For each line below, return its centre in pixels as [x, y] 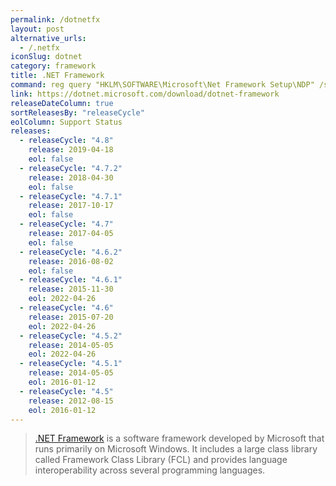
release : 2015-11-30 [71, 289]
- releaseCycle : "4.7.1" [71, 196]
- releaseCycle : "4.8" [66, 141]
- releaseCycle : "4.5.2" [71, 336]
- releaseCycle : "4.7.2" [71, 168]
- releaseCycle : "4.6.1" [71, 280]
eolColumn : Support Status [66, 122]
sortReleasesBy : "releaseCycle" [77, 112]
